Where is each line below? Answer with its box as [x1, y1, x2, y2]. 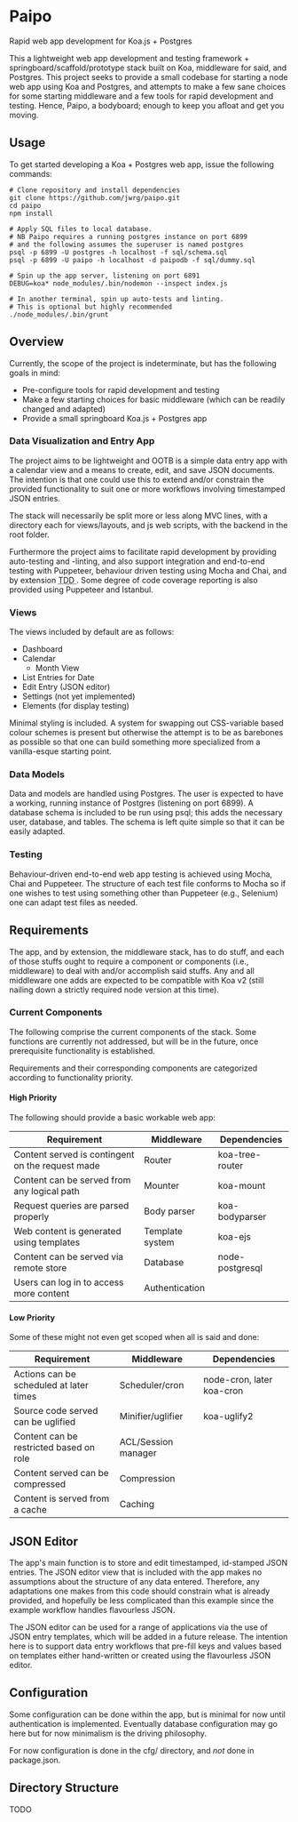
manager [119, 1447, 157, 1459]
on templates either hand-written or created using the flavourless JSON [9, 1650, 271, 1661]
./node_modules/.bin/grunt [9, 309, 109, 319]
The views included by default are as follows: [9, 627, 175, 638]
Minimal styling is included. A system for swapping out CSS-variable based [9, 718, 284, 728]
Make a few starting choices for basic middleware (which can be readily [21, 394, 286, 405]
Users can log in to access [13, 1276, 124, 1288]
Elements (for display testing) [21, 701, 130, 711]
